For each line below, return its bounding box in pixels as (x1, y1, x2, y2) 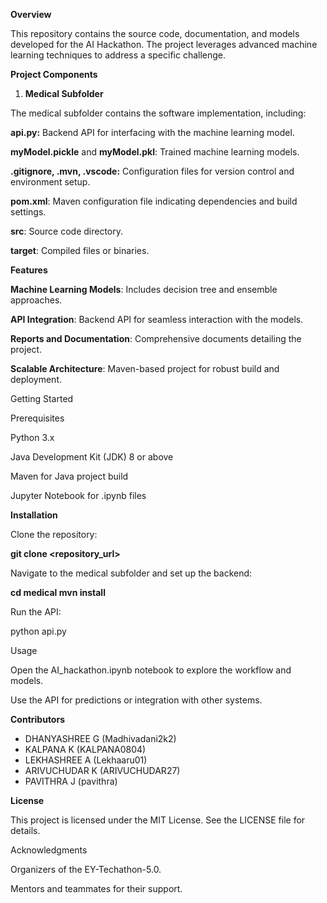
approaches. (10, 294, 63, 306)
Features (10, 264, 48, 276)
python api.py (10, 625, 67, 637)
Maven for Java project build (10, 470, 129, 482)
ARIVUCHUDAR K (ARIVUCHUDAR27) (24, 765, 181, 776)
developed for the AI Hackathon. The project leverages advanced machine (10, 39, 318, 50)
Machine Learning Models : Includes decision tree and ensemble (10, 284, 278, 295)
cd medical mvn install (10, 587, 106, 598)
